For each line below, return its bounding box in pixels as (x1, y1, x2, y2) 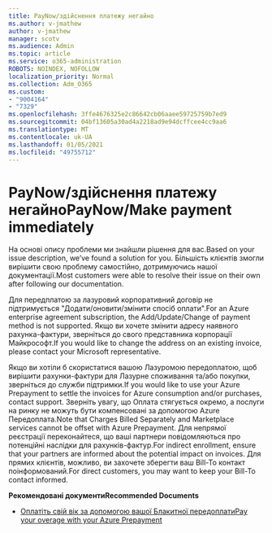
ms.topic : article (8, 50, 71, 58)
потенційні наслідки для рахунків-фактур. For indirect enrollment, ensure (8, 440, 257, 450)
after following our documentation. (8, 279, 124, 289)
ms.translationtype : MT (8, 125, 89, 133)
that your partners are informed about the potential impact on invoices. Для (8, 449, 261, 459)
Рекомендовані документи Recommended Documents (8, 491, 199, 500)
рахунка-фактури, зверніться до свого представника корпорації (8, 330, 233, 339)
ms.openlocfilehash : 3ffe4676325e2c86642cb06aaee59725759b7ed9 (8, 111, 227, 119)
